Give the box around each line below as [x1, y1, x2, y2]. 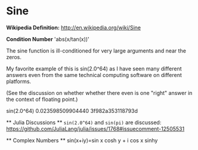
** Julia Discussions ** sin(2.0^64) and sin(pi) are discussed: [6, 118, 162, 126]
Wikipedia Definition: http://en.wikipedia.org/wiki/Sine [6, 24, 141, 31]
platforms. [6, 78, 32, 85]
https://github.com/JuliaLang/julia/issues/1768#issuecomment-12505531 [6, 125, 185, 132]
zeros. [6, 53, 22, 60]
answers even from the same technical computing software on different [6, 71, 182, 78]
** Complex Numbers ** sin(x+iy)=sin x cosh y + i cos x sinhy [6, 136, 158, 144]
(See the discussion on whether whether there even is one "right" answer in [6, 89, 193, 96]
